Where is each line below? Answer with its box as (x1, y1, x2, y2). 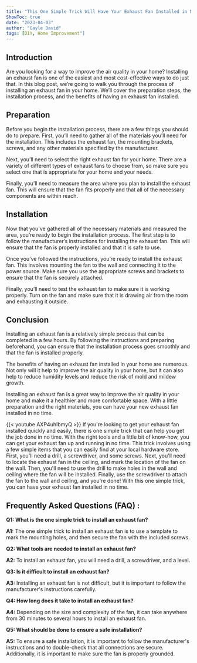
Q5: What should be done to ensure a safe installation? (6, 626, 142, 634)
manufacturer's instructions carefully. (6, 586, 97, 593)
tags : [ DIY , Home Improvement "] (6, 31, 85, 37)
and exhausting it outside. (6, 298, 69, 305)
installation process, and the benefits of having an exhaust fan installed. (6, 92, 180, 100)
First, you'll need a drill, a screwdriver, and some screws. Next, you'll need (6, 452, 186, 459)
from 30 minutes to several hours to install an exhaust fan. (6, 615, 147, 622)
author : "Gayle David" (6, 25, 62, 31)
